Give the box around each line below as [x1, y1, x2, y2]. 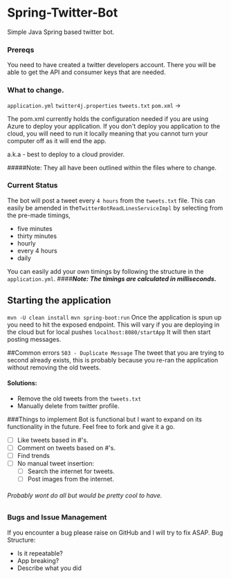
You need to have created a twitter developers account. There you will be [7, 61, 216, 69]
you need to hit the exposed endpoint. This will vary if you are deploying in [7, 320, 220, 329]
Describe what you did [17, 564, 82, 572]
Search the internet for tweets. [27, 467, 115, 475]
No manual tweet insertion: [17, 459, 95, 468]
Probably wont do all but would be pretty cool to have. [7, 491, 163, 499]
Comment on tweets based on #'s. [17, 443, 116, 452]
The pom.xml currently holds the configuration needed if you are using [7, 114, 209, 122]
